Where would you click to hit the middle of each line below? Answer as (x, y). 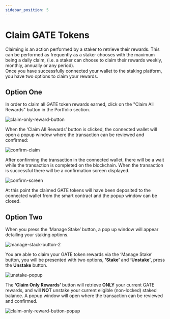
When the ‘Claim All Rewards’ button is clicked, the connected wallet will (81, 130)
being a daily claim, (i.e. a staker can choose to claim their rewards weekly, (84, 60)
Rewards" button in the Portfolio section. (48, 110)
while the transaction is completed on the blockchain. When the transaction (84, 165)
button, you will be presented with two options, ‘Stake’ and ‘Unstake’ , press (85, 260)
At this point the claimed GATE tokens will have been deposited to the (78, 190)
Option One (24, 92)
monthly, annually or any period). (40, 65)
